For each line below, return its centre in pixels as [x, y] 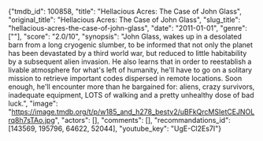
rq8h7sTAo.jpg [31, 120]
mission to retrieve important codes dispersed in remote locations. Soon [125, 78]
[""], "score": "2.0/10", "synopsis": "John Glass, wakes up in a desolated [125, 36]
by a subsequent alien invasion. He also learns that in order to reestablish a [130, 61]
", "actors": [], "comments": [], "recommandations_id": [143, 120]
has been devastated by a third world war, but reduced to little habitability [128, 53]
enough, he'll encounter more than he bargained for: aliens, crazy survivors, [131, 87]
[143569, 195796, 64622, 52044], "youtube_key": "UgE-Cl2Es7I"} [115, 128]
